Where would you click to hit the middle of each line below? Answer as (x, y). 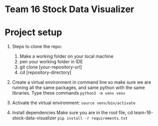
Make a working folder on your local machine (67, 56)
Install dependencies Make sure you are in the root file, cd (72, 113)
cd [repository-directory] (45, 72)
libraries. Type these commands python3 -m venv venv (69, 93)
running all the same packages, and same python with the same (78, 88)
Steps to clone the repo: (37, 47)
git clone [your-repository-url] (51, 67)
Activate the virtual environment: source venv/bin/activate (74, 103)
